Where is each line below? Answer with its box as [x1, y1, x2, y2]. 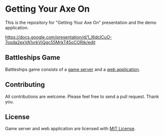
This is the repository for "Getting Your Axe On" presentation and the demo [5, 19, 157, 25]
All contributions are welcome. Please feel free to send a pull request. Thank [5, 94, 159, 99]
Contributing [5, 80, 45, 89]
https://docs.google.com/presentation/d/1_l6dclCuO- [5, 34, 112, 40]
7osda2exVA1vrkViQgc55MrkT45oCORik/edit [5, 39, 95, 45]
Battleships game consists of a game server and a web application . [5, 66, 141, 72]
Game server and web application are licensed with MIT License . [5, 126, 136, 132]
